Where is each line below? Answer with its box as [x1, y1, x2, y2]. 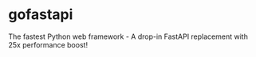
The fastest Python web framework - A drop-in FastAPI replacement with [8, 32, 249, 41]
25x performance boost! [8, 40, 89, 49]
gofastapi [8, 6, 73, 24]
